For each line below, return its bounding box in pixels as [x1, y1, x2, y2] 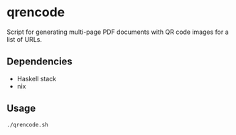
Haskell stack [16, 74, 57, 83]
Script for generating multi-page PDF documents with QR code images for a [6, 28, 229, 36]
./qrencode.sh [6, 121, 49, 128]
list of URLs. [6, 35, 42, 43]
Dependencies [6, 56, 73, 68]
